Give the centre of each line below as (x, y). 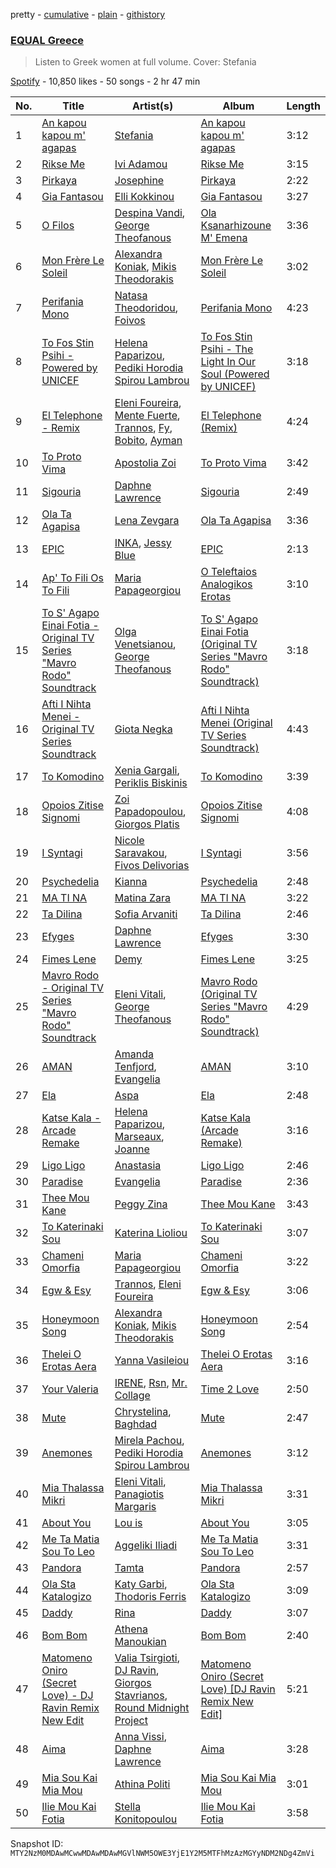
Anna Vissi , (140, 1737)
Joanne (132, 1149)
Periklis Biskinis (151, 783)
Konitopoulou (146, 1819)
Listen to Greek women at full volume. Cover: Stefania (145, 62)
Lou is (128, 1523)
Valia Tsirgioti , (147, 1658)
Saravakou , (141, 853)
